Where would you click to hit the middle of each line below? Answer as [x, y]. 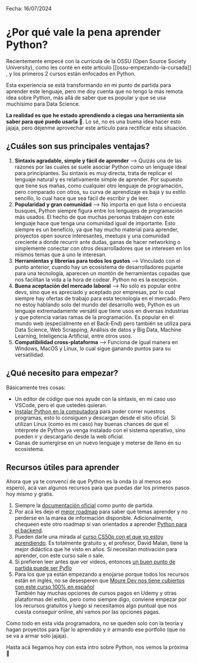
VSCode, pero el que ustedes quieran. [61, 405]
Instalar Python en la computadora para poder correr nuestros [90, 411]
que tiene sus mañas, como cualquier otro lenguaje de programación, [99, 186]
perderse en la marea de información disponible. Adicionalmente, [94, 518]
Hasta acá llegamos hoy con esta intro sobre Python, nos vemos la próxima [97, 647]
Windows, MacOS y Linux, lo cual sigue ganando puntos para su [93, 348]
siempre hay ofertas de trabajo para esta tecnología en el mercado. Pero [102, 298]
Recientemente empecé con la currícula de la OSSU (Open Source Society [96, 61]
